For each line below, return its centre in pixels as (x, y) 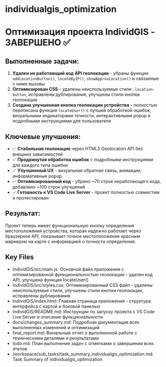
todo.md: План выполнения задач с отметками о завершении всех (83, 343)
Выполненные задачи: (42, 61)
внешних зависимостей (38, 154)
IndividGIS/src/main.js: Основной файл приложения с (68, 269)
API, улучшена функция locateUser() (50, 280)
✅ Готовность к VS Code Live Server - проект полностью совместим (86, 192)
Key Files (19, 257)
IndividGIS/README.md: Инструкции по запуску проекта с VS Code (83, 311)
